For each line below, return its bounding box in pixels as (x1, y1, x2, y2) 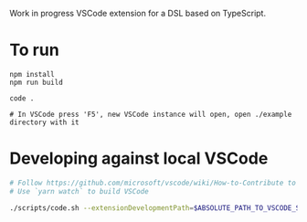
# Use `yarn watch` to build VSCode (9, 186, 149, 196)
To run (9, 40, 59, 60)
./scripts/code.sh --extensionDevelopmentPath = (9, 203, 195, 213)
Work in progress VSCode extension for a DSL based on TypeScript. (9, 8, 267, 18)
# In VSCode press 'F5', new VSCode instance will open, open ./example (9, 110, 292, 119)
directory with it (9, 118, 79, 127)
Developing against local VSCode (9, 148, 269, 169)
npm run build (9, 78, 64, 87)
